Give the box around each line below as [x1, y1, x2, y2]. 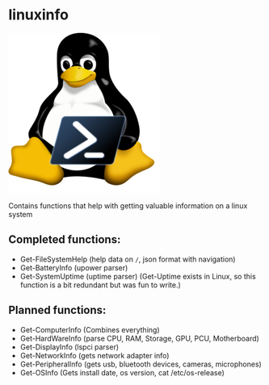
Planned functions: [8, 303, 107, 317]
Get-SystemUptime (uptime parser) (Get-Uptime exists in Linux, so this [19, 271, 256, 281]
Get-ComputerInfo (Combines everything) [19, 324, 160, 334]
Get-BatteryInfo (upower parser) [19, 262, 128, 272]
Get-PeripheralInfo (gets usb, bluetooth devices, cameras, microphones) [19, 359, 263, 369]
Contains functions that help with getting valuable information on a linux [8, 200, 248, 211]
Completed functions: [8, 232, 121, 247]
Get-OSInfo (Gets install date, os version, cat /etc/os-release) [19, 367, 225, 377]
